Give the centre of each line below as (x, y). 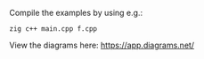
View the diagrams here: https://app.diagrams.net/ (102, 45)
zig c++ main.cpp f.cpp (53, 29)
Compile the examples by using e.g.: (76, 13)
